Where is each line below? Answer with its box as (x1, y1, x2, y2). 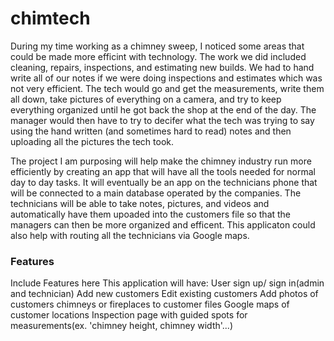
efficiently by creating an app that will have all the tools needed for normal (10, 165, 316, 177)
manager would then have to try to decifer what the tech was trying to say (10, 114, 315, 126)
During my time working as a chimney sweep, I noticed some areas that (10, 40, 305, 52)
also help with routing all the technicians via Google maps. (10, 229, 250, 241)
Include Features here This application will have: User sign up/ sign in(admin (10, 277, 325, 289)
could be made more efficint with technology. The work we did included (10, 50, 307, 62)
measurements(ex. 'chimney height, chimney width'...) (10, 320, 234, 332)
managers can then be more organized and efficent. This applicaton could (10, 218, 316, 231)
